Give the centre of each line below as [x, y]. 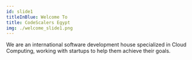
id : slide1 [20, 11]
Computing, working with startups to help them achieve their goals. [89, 51]
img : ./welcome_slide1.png [40, 28]
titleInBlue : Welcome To [37, 17]
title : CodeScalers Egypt [38, 22]
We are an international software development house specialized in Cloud [96, 45]
